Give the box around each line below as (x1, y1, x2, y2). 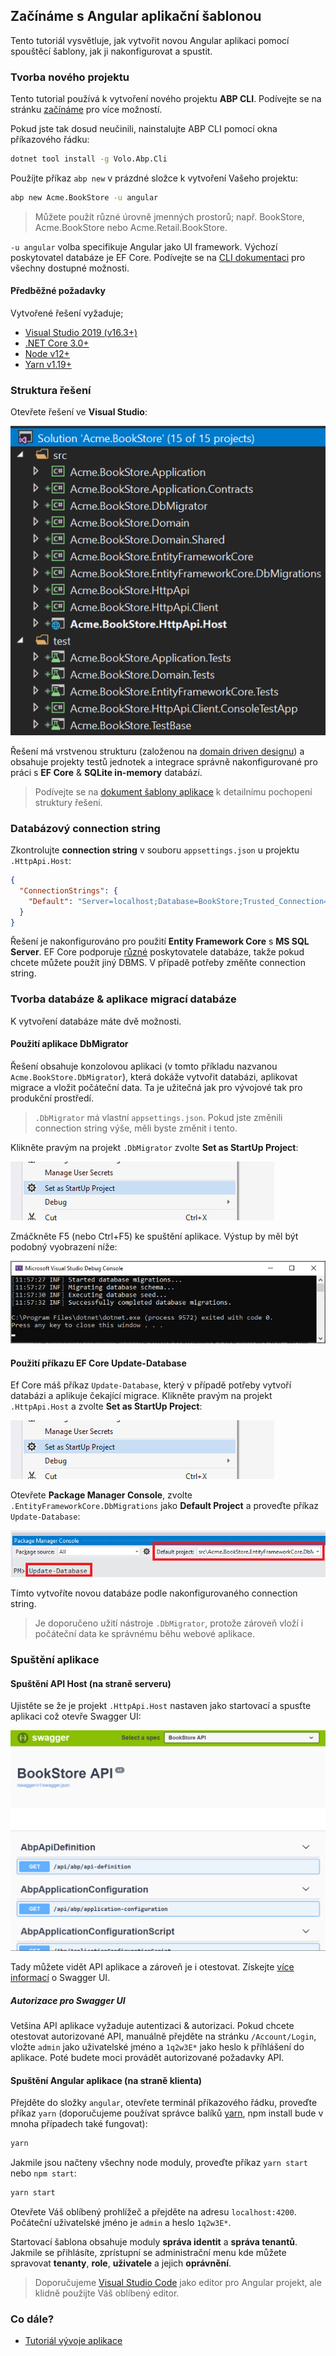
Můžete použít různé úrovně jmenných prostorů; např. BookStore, (34, 210, 305, 223)
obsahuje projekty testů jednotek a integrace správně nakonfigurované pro (10, 755, 318, 768)
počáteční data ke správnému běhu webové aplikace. (34, 1628, 255, 1640)
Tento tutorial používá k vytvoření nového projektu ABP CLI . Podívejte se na (10, 93, 322, 105)
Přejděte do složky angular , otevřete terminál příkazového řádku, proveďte (10, 2097, 318, 2109)
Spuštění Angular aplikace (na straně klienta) (10, 2074, 203, 2086)
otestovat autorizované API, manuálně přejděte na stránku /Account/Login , (10, 2030, 317, 2043)
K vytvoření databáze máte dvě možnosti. (10, 1015, 182, 1027)
